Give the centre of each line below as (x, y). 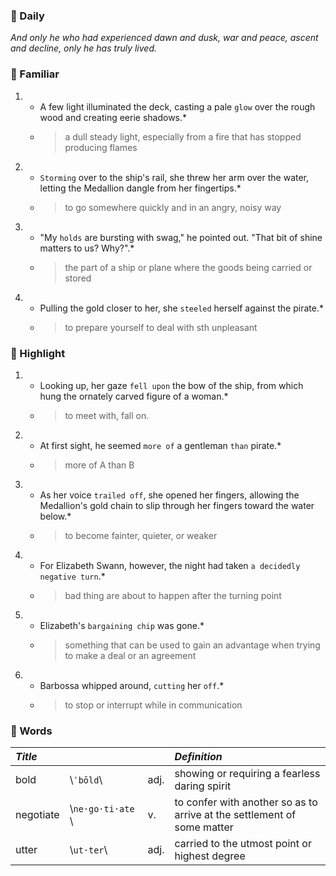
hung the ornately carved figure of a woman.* (134, 396)
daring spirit (203, 786)
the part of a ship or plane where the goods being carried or (188, 267)
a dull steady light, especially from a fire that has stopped (183, 136)
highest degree (210, 856)
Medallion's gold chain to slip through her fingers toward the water (177, 505)
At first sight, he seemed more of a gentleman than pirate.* (160, 445)
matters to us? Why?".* (87, 248)
